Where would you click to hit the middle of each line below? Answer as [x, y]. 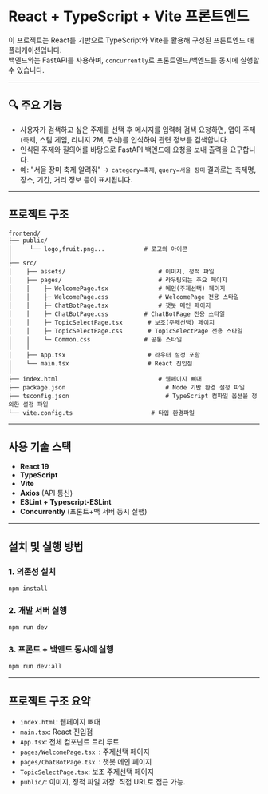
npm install [28, 589]
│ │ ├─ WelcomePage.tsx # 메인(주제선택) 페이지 [117, 289]
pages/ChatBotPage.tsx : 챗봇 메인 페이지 [86, 762]
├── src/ [23, 263]
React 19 [34, 467]
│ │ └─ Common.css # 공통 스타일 [95, 339]
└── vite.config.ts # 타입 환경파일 [102, 413]
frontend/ [25, 233]
